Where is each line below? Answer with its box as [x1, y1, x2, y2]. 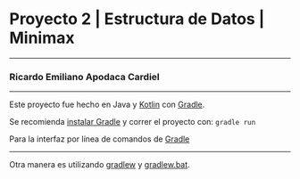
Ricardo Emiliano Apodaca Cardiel [9, 70, 161, 83]
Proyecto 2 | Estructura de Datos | [9, 9, 265, 29]
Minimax [9, 28, 75, 48]
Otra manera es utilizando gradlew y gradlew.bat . [9, 159, 190, 170]
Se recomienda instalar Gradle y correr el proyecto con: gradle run [9, 117, 256, 127]
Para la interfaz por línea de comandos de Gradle [9, 134, 190, 144]
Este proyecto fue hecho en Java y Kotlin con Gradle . [9, 99, 205, 110]
